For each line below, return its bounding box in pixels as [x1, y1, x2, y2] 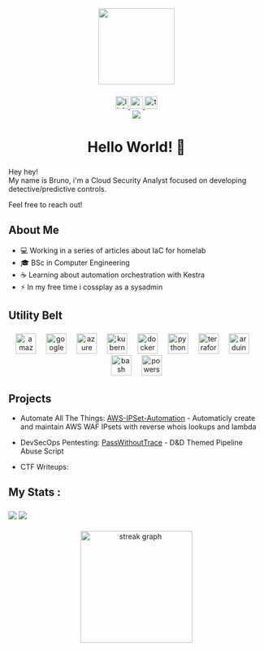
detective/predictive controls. [8, 184, 107, 194]
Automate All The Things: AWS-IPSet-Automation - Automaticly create [19, 413, 256, 423]
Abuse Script [19, 446, 64, 456]
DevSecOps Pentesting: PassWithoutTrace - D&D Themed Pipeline [19, 437, 244, 447]
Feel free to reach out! [8, 200, 83, 210]
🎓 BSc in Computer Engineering [19, 258, 130, 267]
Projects [8, 392, 52, 406]
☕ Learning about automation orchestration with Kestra [19, 270, 206, 280]
